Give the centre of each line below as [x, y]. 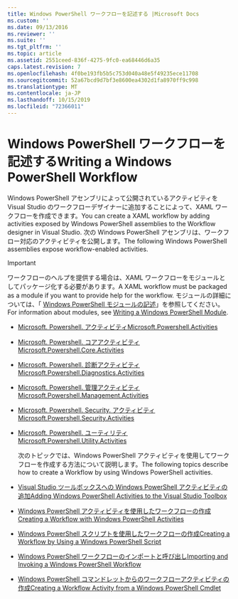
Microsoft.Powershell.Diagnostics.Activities [81, 372]
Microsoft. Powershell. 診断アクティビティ [79, 364]
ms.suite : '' [27, 41]
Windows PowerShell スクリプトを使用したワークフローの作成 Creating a [124, 534]
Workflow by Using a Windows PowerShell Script [90, 541]
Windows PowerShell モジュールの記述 [99, 304]
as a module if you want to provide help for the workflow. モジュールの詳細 [116, 295]
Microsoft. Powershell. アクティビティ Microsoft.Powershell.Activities [118, 327]
